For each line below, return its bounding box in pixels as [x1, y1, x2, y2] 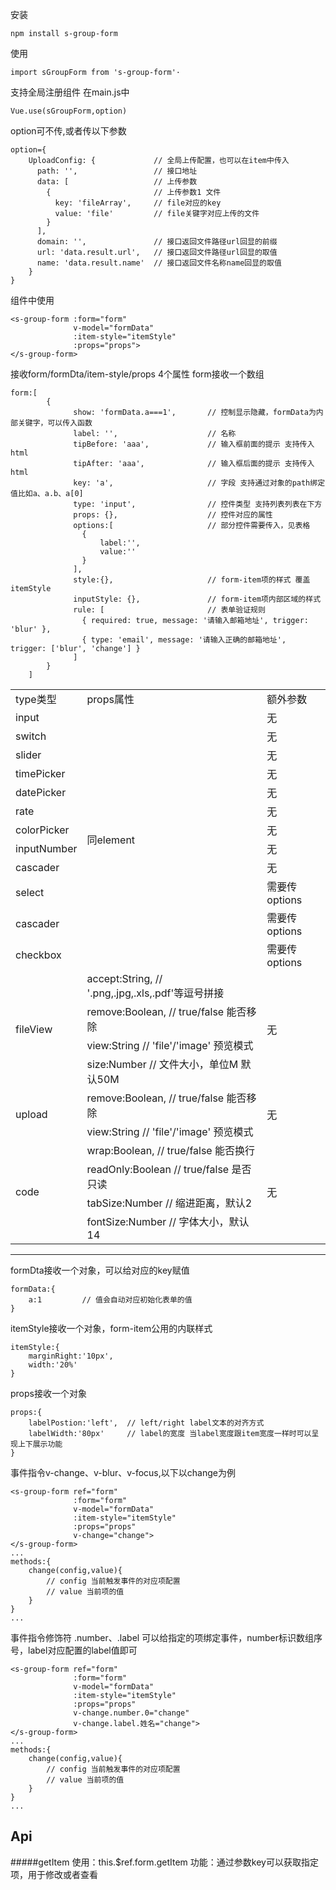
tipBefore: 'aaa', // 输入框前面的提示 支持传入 [73, 439, 315, 449]
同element [86, 833, 136, 847]
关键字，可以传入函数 [17, 418, 93, 428]
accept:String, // [86, 972, 163, 985]
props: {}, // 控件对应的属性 [73, 510, 273, 520]
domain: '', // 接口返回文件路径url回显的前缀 [36, 237, 278, 247]
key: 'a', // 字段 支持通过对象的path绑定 [73, 478, 326, 488]
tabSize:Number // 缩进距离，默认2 [86, 1196, 253, 1210]
